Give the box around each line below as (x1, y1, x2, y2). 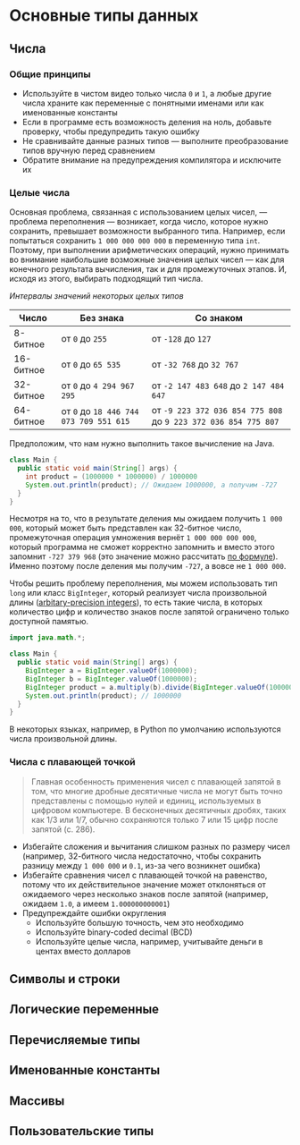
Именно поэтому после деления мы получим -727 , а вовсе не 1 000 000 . (9, 561, 287, 572)
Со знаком (195, 312, 244, 325)
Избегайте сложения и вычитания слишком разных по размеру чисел (21, 841, 290, 852)
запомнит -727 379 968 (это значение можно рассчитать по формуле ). (9, 551, 279, 562)
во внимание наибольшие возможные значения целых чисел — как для (9, 254, 285, 265)
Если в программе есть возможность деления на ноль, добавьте (21, 116, 272, 127)
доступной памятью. (9, 616, 89, 627)
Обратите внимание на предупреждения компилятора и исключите (21, 154, 281, 165)
